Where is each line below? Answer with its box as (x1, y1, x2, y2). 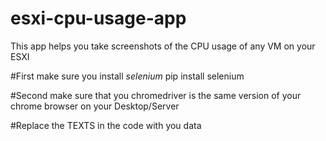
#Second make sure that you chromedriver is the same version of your (10, 89, 302, 101)
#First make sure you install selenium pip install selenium (10, 70, 245, 82)
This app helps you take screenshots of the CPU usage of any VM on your (10, 40, 316, 52)
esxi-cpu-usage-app (10, 7, 187, 30)
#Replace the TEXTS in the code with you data (10, 119, 202, 131)
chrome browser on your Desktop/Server (10, 100, 180, 112)
